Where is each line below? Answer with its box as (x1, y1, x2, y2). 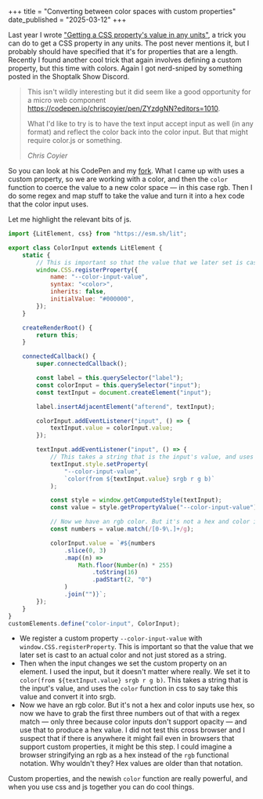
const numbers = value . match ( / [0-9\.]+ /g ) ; (49, 525, 194, 533)
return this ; (36, 331, 79, 339)
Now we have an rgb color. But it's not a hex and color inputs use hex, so (19, 700, 255, 710)
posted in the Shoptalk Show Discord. (8, 72, 130, 81)
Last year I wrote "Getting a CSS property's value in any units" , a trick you (8, 31, 247, 39)
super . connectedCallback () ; (36, 360, 128, 368)
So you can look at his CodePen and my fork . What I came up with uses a (8, 166, 245, 175)
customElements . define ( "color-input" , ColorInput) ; (8, 619, 180, 627)
